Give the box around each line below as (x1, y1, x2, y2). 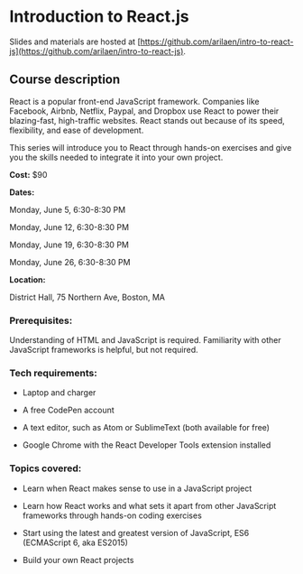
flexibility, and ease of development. (9, 125, 144, 135)
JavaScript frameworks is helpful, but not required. (9, 345, 198, 356)
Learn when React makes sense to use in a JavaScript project (22, 483, 252, 494)
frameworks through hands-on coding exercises (22, 510, 203, 521)
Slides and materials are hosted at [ (9, 36, 142, 47)
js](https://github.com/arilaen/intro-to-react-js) (9, 45, 184, 56)
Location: (9, 273, 46, 285)
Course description (9, 72, 121, 88)
